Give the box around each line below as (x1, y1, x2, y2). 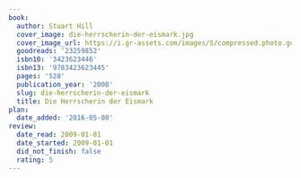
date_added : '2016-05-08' (16, 113, 114, 122)
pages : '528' (16, 72, 66, 81)
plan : (8, 105, 29, 114)
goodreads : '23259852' (16, 47, 102, 56)
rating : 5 (16, 155, 53, 165)
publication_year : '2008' (16, 80, 114, 89)
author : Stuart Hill (16, 22, 93, 31)
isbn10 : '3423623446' (16, 55, 98, 64)
